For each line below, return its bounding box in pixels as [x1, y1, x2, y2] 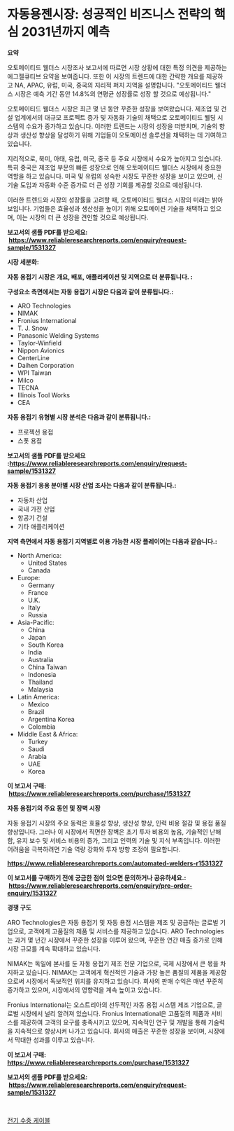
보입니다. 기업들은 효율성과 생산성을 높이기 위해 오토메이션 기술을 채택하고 [7, 204, 209, 212]
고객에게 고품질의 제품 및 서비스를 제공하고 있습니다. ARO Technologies [27, 926, 225, 935]
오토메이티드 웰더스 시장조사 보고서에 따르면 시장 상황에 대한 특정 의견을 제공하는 [7, 63, 228, 71]
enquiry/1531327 [7, 889, 57, 897]
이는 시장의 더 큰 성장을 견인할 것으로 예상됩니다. [16, 213, 149, 221]
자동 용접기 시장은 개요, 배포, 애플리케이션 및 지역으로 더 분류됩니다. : [7, 273, 193, 281]
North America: [17, 551, 61, 559]
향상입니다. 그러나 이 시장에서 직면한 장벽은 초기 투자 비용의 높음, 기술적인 [7, 828, 208, 836]
